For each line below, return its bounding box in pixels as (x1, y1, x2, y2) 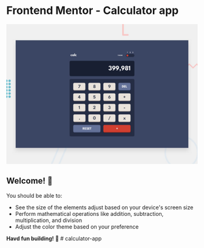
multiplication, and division (15, 216, 83, 224)
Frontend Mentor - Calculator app (6, 4, 179, 18)
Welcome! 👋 (6, 176, 53, 186)
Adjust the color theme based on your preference (15, 223, 139, 230)
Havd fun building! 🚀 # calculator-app (6, 235, 102, 242)
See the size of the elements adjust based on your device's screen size (15, 204, 194, 211)
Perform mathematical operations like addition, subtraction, (15, 210, 164, 217)
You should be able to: (6, 192, 63, 199)
